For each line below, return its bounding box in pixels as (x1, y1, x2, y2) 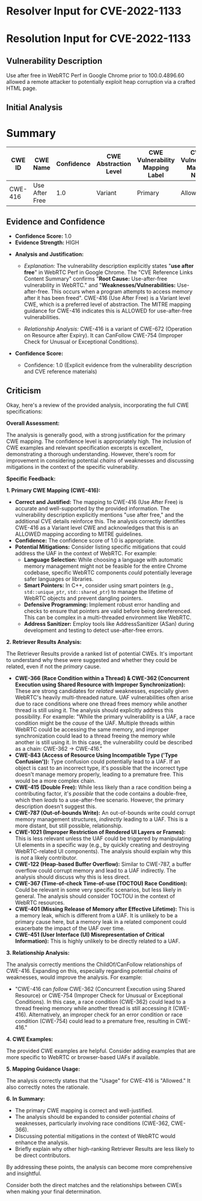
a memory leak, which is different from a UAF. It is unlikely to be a (14, 912, 178, 919)
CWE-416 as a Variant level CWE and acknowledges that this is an (14, 524, 179, 532)
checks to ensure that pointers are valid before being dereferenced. (23, 608, 192, 615)
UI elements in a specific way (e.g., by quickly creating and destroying (14, 841, 189, 849)
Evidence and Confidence (6, 216, 105, 227)
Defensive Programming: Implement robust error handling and (23, 601, 180, 608)
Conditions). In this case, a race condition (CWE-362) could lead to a (14, 998, 186, 1005)
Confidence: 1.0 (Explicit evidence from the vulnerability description (23, 362, 192, 369)
